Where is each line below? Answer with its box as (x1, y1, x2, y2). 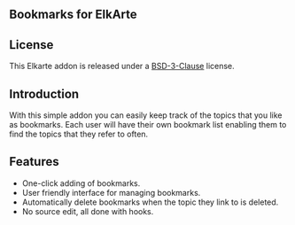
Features (9, 154, 59, 169)
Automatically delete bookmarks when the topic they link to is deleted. (21, 197, 279, 207)
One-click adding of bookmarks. (21, 177, 141, 189)
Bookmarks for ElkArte (9, 7, 137, 22)
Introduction (9, 86, 80, 101)
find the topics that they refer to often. (9, 128, 149, 140)
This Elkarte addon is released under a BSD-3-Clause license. (9, 61, 235, 72)
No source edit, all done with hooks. (21, 206, 154, 216)
